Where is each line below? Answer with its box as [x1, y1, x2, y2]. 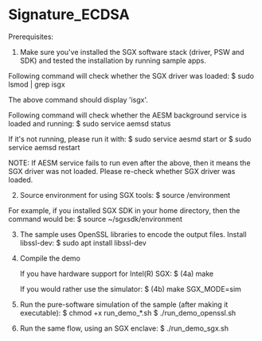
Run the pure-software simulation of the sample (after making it [19, 300, 229, 309]
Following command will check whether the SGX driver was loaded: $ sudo [8, 71, 255, 80]
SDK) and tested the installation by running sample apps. [19, 56, 207, 65]
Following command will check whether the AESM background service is [8, 110, 247, 120]
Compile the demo [19, 253, 81, 263]
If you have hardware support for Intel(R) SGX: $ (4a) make [19, 269, 213, 278]
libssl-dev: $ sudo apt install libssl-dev [19, 238, 147, 247]
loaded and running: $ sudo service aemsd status [8, 118, 171, 128]
